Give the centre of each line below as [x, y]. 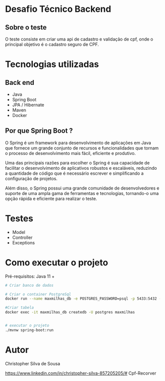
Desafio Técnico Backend [58, 9]
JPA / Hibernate [28, 105]
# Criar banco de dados [29, 285]
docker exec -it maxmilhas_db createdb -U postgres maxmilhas [70, 312]
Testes [19, 219]
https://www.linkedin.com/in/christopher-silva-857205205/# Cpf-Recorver [81, 373]
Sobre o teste [26, 27]
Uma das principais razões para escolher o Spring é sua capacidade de [77, 163]
